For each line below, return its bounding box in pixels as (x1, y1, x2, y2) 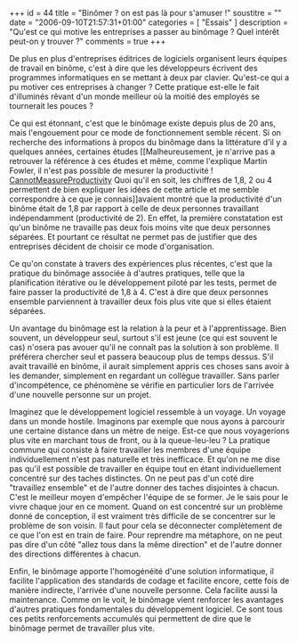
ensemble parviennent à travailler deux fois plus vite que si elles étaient (9, 296, 271, 307)
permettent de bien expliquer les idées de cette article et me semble (9, 185, 260, 194)
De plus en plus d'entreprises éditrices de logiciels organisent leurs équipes (9, 53, 287, 63)
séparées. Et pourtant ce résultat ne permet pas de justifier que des (9, 232, 258, 242)
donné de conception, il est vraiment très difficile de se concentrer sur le (9, 511, 276, 521)
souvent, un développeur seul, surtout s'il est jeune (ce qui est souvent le (9, 333, 278, 342)
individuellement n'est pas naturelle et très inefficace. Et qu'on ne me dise (9, 454, 280, 465)
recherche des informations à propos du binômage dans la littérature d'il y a (9, 137, 287, 147)
